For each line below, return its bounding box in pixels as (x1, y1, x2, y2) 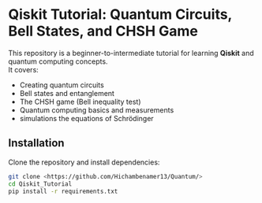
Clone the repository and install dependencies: (8, 157, 160, 167)
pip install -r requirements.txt (8, 187, 118, 195)
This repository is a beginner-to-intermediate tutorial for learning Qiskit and (8, 48, 254, 57)
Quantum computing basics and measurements (19, 105, 174, 115)
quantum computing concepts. (8, 57, 108, 66)
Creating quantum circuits (19, 80, 104, 90)
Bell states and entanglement (19, 88, 114, 98)
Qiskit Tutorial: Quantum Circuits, (8, 6, 233, 24)
